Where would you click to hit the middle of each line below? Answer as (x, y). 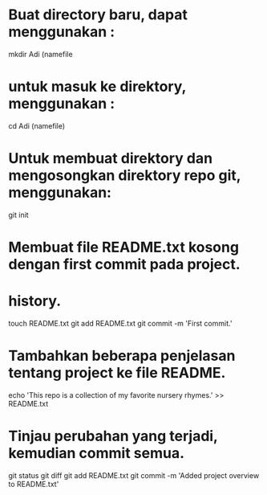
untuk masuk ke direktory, (97, 87)
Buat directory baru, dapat (98, 15)
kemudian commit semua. (97, 454)
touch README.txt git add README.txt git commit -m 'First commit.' (120, 323)
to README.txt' (34, 484)
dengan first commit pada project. (124, 264)
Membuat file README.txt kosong (123, 247)
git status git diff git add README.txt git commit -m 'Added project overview (134, 475)
